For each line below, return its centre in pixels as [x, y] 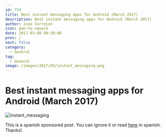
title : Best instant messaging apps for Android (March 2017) [72, 15]
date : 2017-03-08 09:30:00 [33, 33]
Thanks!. [14, 130]
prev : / [13, 38]
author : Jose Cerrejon [29, 24]
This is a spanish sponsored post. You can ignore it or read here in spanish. [83, 125]
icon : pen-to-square [27, 29]
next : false [18, 43]
